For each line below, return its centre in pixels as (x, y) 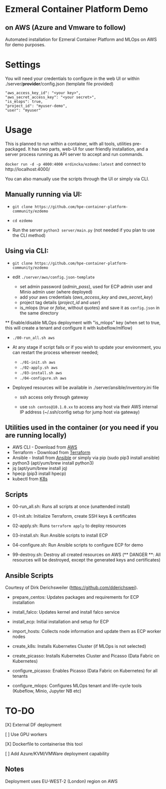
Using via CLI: (27, 251)
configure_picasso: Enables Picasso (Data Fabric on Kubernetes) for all (85, 671)
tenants (20, 676)
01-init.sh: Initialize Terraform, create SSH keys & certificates (74, 516)
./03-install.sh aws (41, 373)
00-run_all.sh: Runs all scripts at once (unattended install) (71, 507)
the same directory (39, 313)
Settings (23, 65)
